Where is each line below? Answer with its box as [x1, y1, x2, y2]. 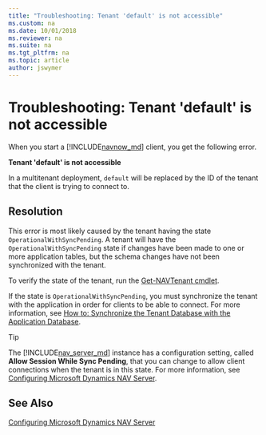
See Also [8, 396, 54, 409]
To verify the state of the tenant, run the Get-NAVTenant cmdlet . [8, 276, 220, 285]
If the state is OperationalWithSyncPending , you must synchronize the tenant [8, 291, 258, 300]
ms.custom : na [8, 19, 56, 27]
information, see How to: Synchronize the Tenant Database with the [8, 308, 231, 317]
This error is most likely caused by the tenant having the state [8, 226, 212, 236]
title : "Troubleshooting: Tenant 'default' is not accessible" [8, 11, 224, 20]
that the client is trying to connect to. [8, 181, 130, 191]
